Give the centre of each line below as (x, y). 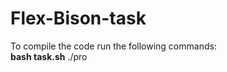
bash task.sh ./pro (49, 56)
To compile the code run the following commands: (113, 46)
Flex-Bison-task (78, 18)
